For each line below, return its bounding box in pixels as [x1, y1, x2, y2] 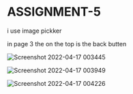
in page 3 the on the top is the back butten [7, 40, 127, 48]
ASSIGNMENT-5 [7, 4, 101, 20]
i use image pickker [7, 27, 62, 35]
